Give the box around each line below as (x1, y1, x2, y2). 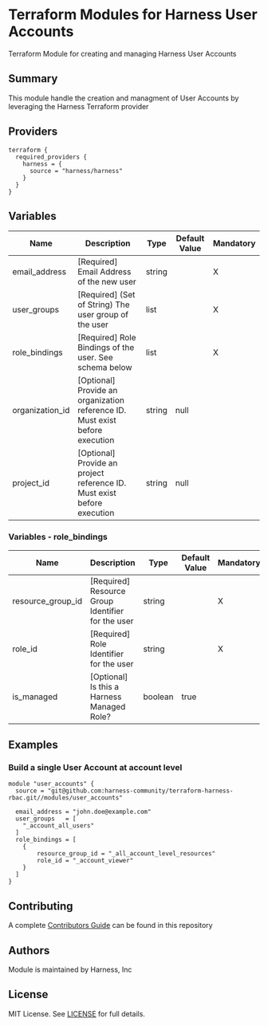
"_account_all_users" (22, 822, 94, 830)
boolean (143, 691, 174, 702)
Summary (8, 72, 58, 85)
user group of (77, 309, 129, 320)
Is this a (90, 681, 120, 692)
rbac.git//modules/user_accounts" (8, 794, 124, 802)
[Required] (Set (77, 289, 136, 301)
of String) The (77, 299, 130, 310)
